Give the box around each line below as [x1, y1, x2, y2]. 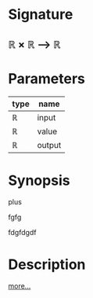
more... [8, 281, 31, 291]
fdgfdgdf [8, 228, 37, 237]
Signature [8, 6, 73, 24]
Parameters [8, 69, 86, 87]
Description [8, 256, 86, 273]
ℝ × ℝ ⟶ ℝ [8, 38, 61, 51]
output [37, 139, 62, 150]
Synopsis [8, 171, 70, 189]
